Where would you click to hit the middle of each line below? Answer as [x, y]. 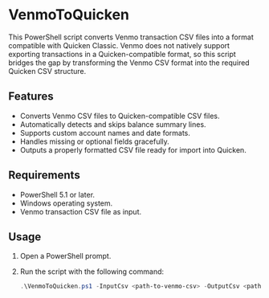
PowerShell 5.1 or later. [57, 194]
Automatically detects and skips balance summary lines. [113, 124]
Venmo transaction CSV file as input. [81, 211]
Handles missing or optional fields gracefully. [95, 141]
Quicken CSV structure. [47, 71]
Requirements [44, 176]
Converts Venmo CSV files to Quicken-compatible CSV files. [120, 116]
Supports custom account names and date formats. [105, 133]
